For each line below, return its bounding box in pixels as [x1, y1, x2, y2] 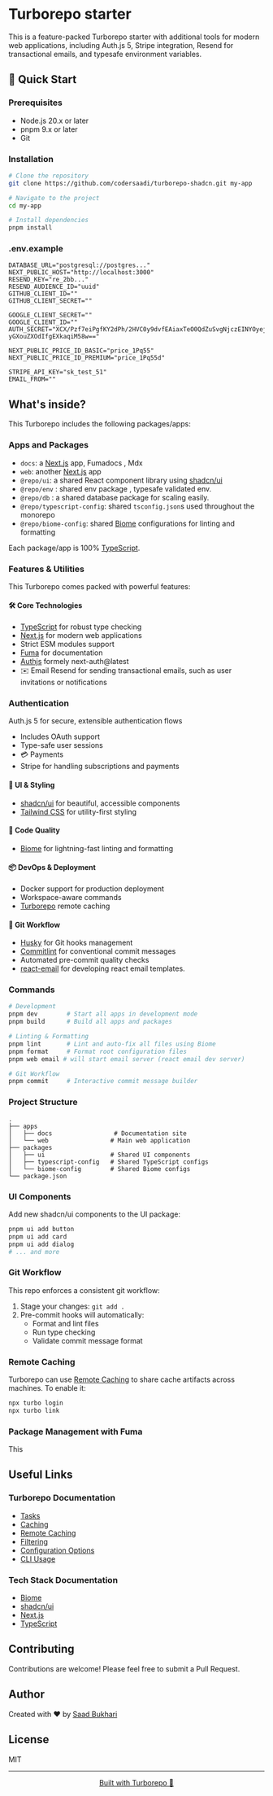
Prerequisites [8, 97, 63, 108]
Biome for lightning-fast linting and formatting [19, 843, 174, 853]
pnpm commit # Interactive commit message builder [8, 1077, 198, 1086]
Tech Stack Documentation [8, 1574, 119, 1585]
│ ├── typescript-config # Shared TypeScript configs [8, 1157, 209, 1166]
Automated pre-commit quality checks [19, 955, 149, 965]
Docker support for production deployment [19, 884, 165, 894]
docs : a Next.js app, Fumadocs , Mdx [19, 457, 144, 468]
